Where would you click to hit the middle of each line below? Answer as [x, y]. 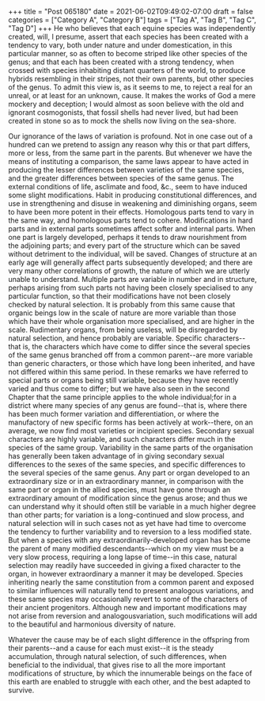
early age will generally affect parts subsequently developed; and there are [131, 262]
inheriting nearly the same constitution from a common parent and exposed [131, 582]
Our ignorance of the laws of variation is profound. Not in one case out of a [131, 136]
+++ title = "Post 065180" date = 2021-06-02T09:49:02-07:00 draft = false [131, 11]
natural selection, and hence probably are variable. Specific [106, 338]
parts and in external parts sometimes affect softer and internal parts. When [132, 229]
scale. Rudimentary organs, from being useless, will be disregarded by [123, 330]
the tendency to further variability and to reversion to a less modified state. [130, 531]
